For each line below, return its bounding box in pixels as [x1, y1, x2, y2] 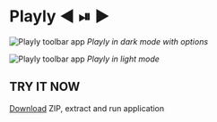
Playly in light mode [86, 53, 160, 64]
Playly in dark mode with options [86, 36, 209, 46]
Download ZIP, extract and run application [9, 102, 165, 113]
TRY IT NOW [9, 79, 81, 94]
